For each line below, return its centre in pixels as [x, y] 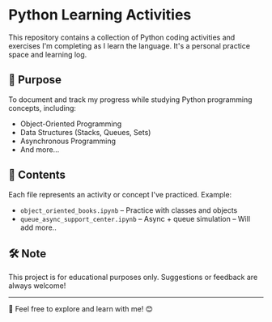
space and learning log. [48, 54]
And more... [40, 149]
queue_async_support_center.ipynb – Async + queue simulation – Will [135, 218]
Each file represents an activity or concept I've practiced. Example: [120, 194]
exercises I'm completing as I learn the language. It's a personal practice [130, 45]
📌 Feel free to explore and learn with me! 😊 [81, 309]
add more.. [38, 227]
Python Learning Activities [100, 15]
